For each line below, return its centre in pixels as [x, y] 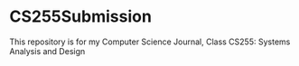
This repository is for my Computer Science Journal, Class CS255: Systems [150, 42]
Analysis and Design [47, 51]
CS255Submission [80, 17]
